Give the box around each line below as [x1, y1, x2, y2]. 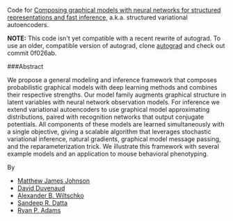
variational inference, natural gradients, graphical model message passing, [7, 135, 221, 143]
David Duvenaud [17, 184, 65, 192]
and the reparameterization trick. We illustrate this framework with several [7, 142, 219, 150]
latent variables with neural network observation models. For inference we [7, 98, 220, 106]
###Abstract [7, 63, 44, 70]
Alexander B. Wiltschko [17, 191, 85, 199]
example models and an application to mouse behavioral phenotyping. [7, 149, 209, 158]
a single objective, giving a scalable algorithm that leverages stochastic [7, 128, 211, 136]
